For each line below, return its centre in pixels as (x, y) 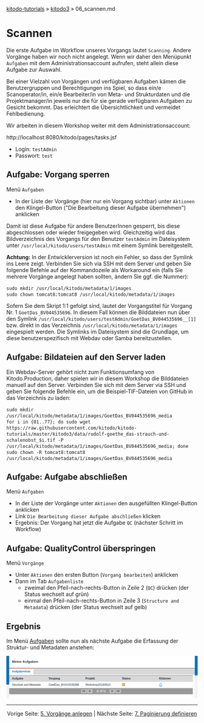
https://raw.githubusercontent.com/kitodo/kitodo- (72, 428)
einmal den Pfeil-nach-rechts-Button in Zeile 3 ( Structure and (101, 601)
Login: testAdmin (36, 149)
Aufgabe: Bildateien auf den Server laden (86, 358)
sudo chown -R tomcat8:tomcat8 (46, 452)
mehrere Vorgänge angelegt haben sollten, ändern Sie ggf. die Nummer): (97, 276)
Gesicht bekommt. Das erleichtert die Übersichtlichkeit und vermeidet (93, 107)
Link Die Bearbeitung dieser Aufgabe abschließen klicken (88, 516)
